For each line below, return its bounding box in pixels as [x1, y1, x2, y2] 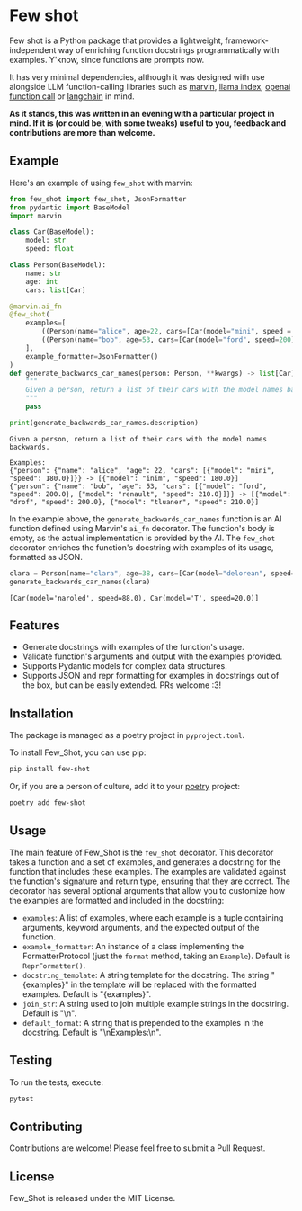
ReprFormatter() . [22, 959, 86, 971]
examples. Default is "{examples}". [22, 988, 151, 999]
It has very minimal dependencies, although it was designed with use [9, 71, 265, 82]
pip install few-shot [9, 765, 91, 774]
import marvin [9, 211, 63, 220]
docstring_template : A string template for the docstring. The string [22, 969, 270, 980]
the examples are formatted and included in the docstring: [9, 895, 225, 905]
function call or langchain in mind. [9, 91, 135, 102]
